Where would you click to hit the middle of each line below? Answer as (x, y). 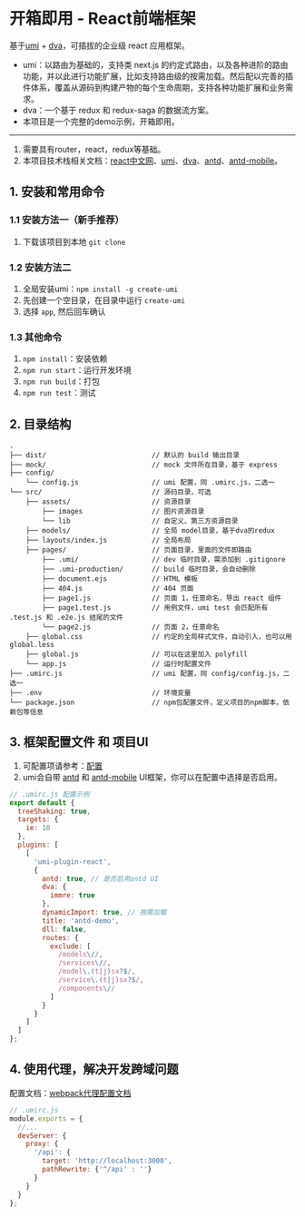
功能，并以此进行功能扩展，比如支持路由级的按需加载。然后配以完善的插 (157, 76)
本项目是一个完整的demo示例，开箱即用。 (101, 121)
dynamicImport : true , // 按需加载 (104, 913)
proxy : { (42, 1144)
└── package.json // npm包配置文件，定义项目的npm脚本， (146, 703)
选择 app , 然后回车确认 (64, 311)
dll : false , (65, 929)
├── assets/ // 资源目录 (108, 502)
